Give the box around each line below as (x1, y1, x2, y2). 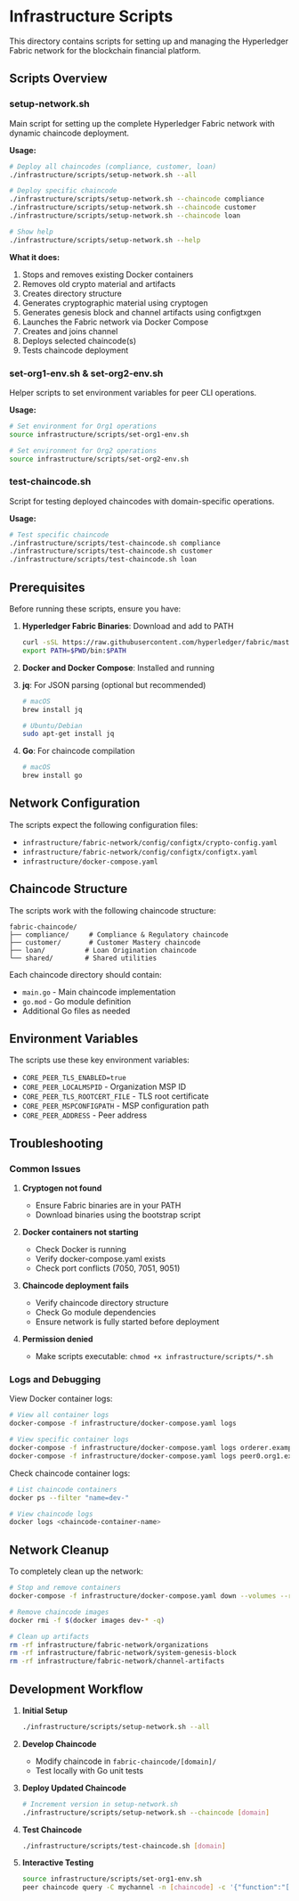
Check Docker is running (35, 1244, 127, 1255)
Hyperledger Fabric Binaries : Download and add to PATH (21, 621, 234, 632)
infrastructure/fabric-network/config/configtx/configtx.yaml (21, 848, 258, 856)
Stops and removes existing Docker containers (21, 269, 194, 280)
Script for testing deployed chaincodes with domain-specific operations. (9, 496, 275, 506)
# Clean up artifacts (9, 1632, 90, 1641)
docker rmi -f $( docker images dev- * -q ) (9, 1616, 166, 1625)
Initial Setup (21, 1705, 69, 1716)
